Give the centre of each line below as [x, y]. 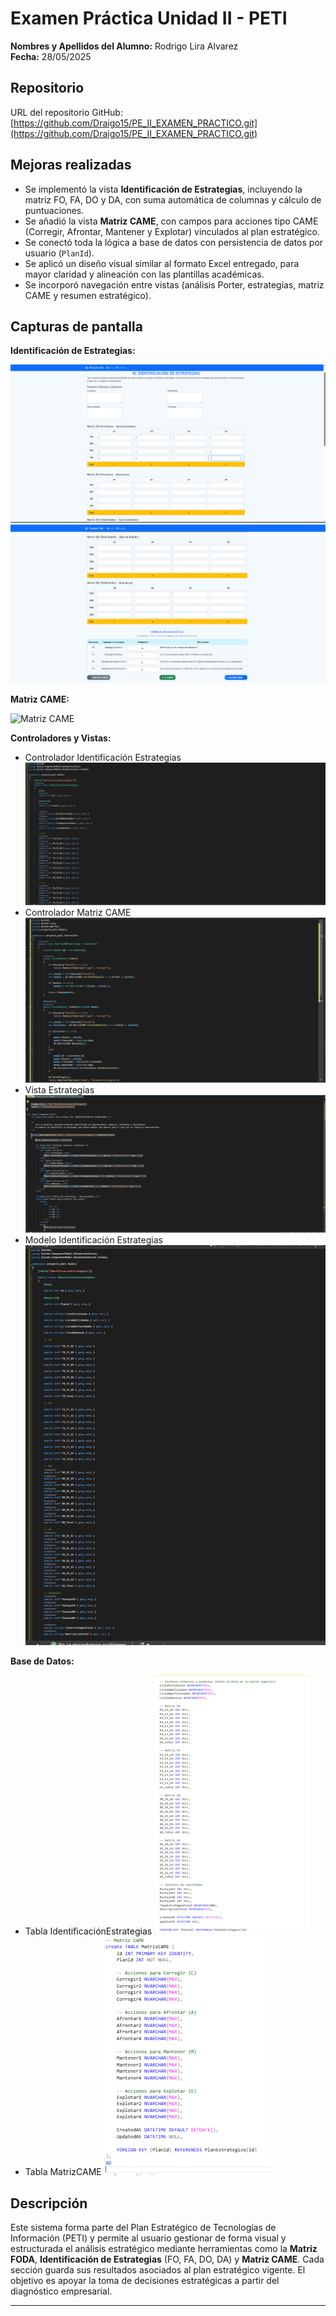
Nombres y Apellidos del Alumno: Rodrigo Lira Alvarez [124, 46]
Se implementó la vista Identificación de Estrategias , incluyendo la [163, 189]
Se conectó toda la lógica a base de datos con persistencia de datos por [174, 242]
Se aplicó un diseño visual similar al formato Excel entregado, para [162, 263]
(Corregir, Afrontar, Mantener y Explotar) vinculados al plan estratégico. [172, 231]
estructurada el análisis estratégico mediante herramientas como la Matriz [164, 2249]
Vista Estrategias [59, 1090]
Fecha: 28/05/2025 [51, 56]
